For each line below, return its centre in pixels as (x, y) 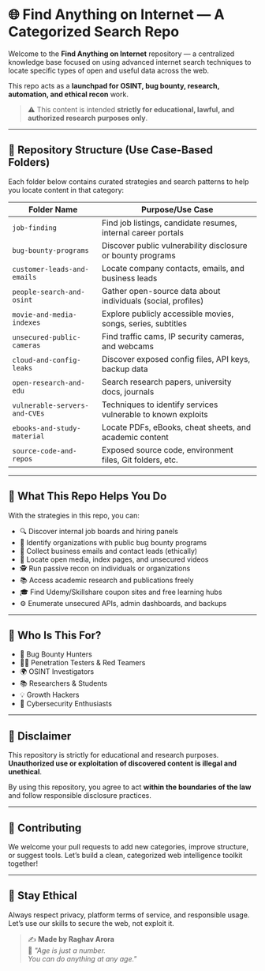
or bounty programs (138, 255)
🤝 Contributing (45, 828)
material (28, 436)
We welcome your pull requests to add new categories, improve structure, (128, 847)
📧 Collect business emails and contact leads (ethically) (108, 551)
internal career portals (142, 232)
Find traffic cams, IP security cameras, (173, 336)
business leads (129, 278)
